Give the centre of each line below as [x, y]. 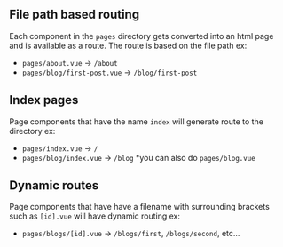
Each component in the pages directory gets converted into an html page [141, 36]
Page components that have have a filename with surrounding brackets [140, 207]
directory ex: [32, 131]
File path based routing [75, 15]
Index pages [44, 100]
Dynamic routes [54, 186]
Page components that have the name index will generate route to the [137, 121]
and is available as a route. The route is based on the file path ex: [128, 45]
